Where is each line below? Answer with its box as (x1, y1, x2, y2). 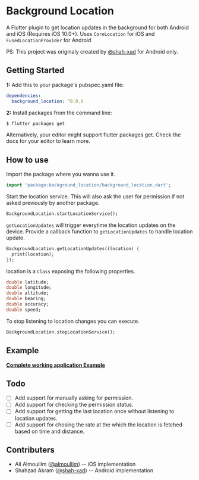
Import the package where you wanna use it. (6, 171, 116, 178)
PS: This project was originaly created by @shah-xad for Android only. (6, 48, 178, 55)
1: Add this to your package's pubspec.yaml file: (6, 81, 124, 88)
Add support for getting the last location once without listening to (14, 408, 175, 415)
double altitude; (6, 290, 49, 296)
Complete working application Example (6, 361, 106, 369)
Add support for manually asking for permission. (14, 394, 134, 401)
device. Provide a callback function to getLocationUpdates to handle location (6, 227, 193, 235)
